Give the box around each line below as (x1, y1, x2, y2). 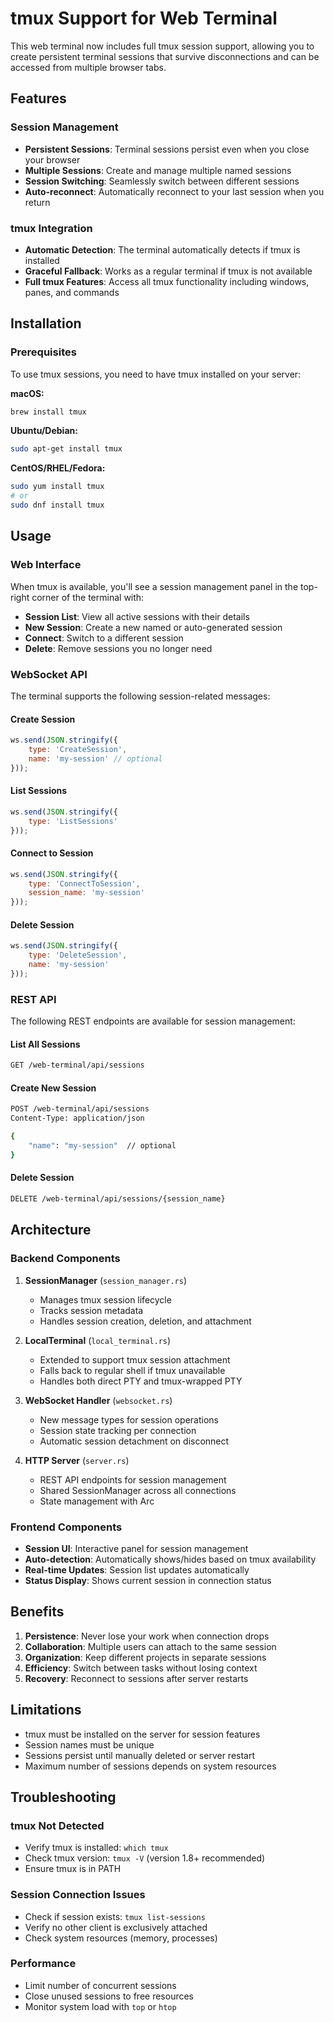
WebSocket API (10, 667, 88, 681)
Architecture (10, 1222, 92, 1239)
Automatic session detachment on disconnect (39, 1435, 230, 1447)
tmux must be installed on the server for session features (24, 1728, 261, 1740)
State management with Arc (39, 1495, 155, 1507)
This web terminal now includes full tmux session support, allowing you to (10, 40, 315, 52)
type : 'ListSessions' (28, 816, 118, 826)
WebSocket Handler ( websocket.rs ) (24, 1394, 173, 1406)
